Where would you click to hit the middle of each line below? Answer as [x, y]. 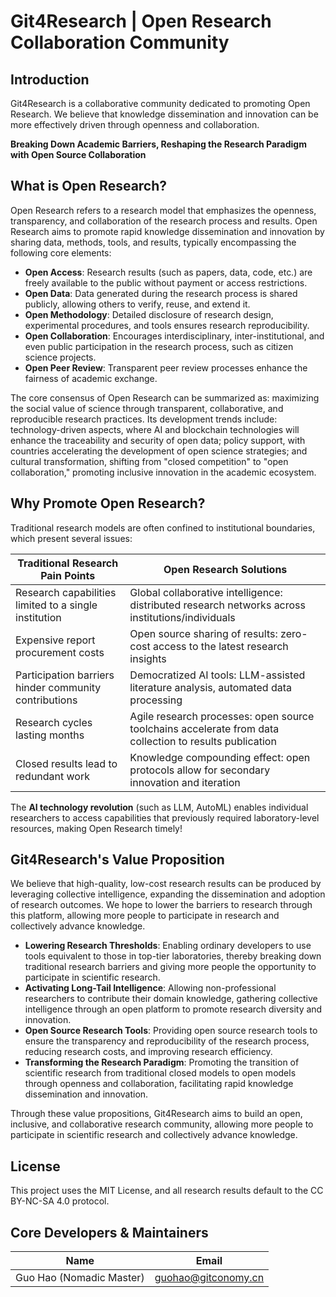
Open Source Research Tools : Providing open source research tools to [171, 1031]
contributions [46, 700]
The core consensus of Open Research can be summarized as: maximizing [165, 397]
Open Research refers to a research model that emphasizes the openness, [163, 210]
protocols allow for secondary [200, 770]
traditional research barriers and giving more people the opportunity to [170, 967]
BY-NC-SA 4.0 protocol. [60, 1201]
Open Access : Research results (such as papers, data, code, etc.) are [168, 272]
